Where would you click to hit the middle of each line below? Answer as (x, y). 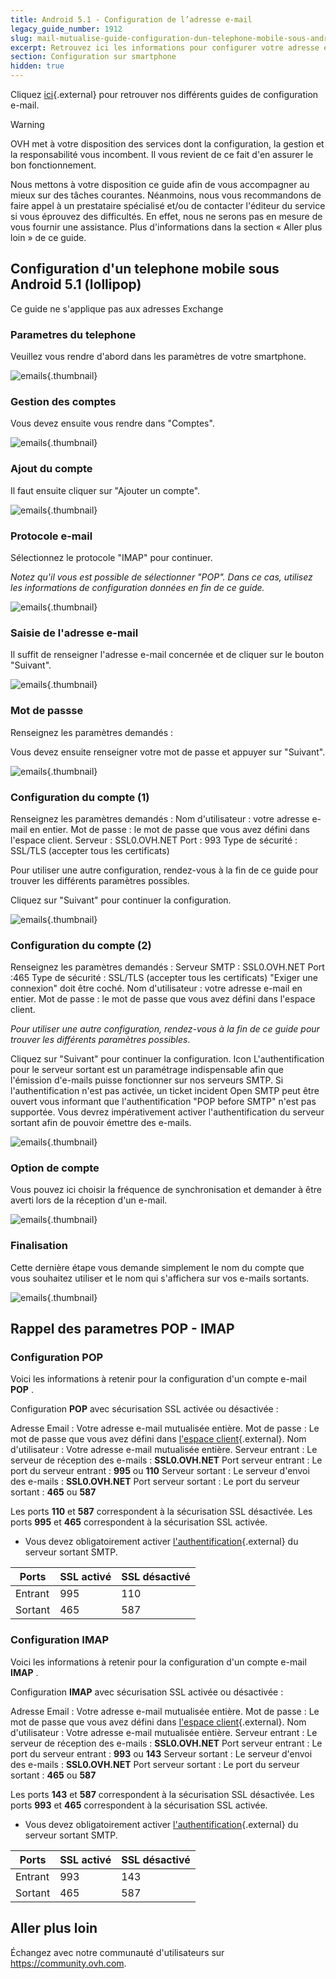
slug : (21, 38)
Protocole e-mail (51, 536)
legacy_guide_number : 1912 (66, 29)
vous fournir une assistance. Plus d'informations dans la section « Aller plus (166, 227)
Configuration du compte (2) (81, 945)
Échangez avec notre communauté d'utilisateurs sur (117, 1952)
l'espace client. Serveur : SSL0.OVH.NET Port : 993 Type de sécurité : (154, 840)
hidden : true (37, 66)
